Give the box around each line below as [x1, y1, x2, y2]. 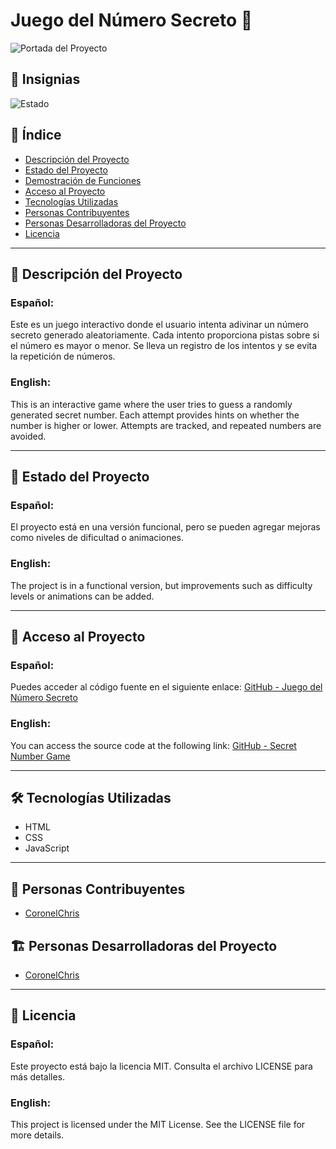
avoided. [10, 430, 47, 442]
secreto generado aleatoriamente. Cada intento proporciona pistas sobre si [10, 329, 320, 341]
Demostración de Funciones [24, 174, 142, 186]
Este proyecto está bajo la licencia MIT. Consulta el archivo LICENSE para [10, 1060, 313, 1072]
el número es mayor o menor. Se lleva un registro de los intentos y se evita [10, 340, 318, 352]
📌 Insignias [10, 71, 81, 88]
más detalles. [10, 1070, 66, 1083]
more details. [10, 1129, 65, 1141]
